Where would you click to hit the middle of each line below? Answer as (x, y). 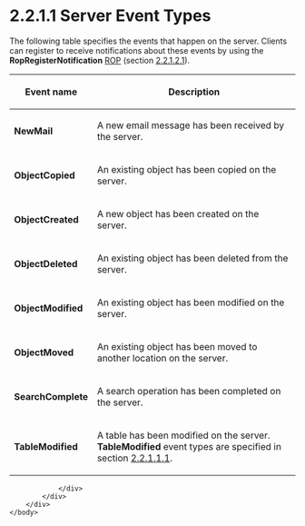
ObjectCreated (46, 219)
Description (194, 92)
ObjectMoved (44, 352)
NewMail (33, 131)
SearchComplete (51, 396)
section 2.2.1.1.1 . (135, 458)
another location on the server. (162, 358)
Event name (51, 92)
